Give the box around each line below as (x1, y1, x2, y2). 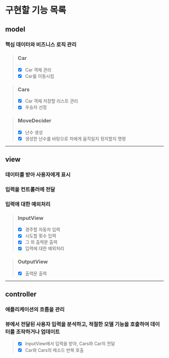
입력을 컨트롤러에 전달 (5, 186, 55, 193)
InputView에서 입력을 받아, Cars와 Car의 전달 (25, 340, 115, 347)
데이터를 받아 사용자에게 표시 (5, 171, 71, 178)
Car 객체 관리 (25, 66, 52, 73)
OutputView (17, 258, 48, 265)
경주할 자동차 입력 (25, 227, 60, 233)
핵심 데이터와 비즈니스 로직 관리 (5, 41, 77, 48)
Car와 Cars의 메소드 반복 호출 (25, 347, 84, 353)
